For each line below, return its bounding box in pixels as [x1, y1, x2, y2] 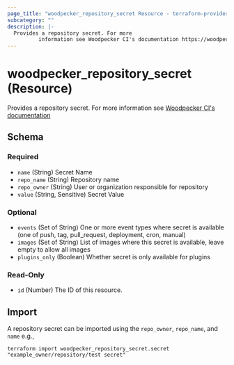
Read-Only [7, 270, 45, 279]
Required [7, 152, 39, 162]
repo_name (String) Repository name [17, 175, 120, 184]
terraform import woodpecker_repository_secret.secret [7, 346, 170, 352]
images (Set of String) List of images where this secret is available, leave [17, 238, 224, 247]
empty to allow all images [17, 245, 91, 254]
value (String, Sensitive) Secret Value [17, 190, 125, 198]
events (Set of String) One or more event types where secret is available [17, 223, 225, 232]
